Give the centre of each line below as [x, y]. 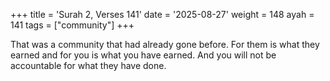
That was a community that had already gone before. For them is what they [165, 44]
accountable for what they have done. [88, 65]
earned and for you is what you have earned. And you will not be [143, 55]
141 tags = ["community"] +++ [72, 25]
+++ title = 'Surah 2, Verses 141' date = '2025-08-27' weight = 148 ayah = [162, 14]
